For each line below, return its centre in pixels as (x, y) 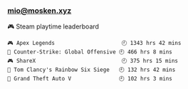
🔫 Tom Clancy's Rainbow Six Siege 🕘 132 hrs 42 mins (92, 70)
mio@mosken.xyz (40, 11)
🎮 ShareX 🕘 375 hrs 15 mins (93, 61)
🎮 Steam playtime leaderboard (53, 26)
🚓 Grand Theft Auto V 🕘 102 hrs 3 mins (90, 79)
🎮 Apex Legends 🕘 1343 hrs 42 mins (94, 43)
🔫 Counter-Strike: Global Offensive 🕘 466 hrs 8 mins (90, 52)
